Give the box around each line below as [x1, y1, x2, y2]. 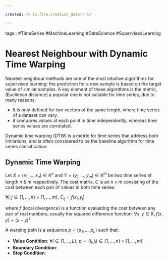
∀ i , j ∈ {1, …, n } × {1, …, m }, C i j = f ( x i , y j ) [5, 194, 85, 201]
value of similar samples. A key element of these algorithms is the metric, [5, 86, 157, 92]
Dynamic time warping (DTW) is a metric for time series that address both [5, 133, 159, 139]
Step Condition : [12, 250, 46, 256]
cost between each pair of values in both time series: [5, 184, 116, 190]
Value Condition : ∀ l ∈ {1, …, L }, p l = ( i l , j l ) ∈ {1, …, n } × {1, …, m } [12, 238, 143, 245]
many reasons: [5, 97, 36, 103]
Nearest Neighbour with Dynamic [5, 48, 148, 59]
